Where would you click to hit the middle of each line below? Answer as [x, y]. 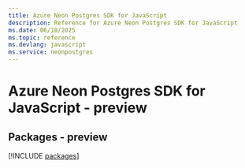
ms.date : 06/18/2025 [42, 30]
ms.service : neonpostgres [50, 52]
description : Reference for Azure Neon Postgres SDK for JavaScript [123, 23]
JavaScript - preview [78, 108]
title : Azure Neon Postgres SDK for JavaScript [88, 15]
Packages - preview [58, 137]
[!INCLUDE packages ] [44, 156]
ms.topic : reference [42, 37]
